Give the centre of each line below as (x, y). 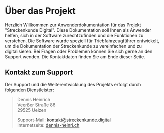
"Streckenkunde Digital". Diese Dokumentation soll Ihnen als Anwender (78, 30)
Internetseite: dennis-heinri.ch (48, 125)
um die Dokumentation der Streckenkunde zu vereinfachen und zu (74, 46)
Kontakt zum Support (39, 73)
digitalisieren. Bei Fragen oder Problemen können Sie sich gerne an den (79, 51)
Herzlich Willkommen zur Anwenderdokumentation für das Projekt (73, 25)
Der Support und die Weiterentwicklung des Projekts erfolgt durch (73, 84)
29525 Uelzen (32, 110)
